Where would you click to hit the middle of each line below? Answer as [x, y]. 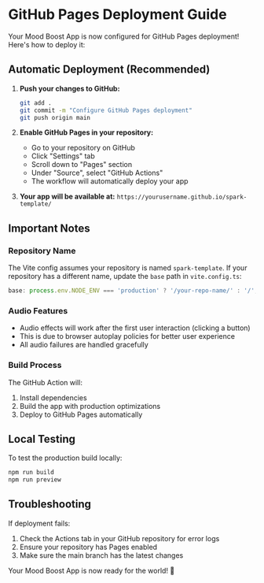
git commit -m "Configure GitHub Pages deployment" [106, 110]
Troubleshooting [50, 505]
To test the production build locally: [65, 458]
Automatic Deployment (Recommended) [109, 70]
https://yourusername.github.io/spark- [182, 197]
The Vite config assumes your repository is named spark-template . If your [128, 268]
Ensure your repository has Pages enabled [88, 547]
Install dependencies [53, 397]
